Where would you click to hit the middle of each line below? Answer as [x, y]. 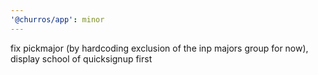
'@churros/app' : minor [57, 19]
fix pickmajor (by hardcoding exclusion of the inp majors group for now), [159, 48]
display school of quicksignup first [81, 58]
